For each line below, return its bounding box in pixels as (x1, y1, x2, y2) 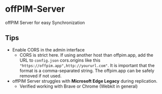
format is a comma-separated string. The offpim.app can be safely (19, 68, 155, 73)
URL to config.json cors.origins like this (19, 57, 101, 63)
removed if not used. (19, 72, 62, 79)
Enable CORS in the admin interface (12, 47, 85, 52)
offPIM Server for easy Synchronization (5, 20, 85, 25)
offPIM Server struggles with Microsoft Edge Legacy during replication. (12, 78, 158, 84)
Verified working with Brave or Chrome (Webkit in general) (19, 83, 138, 89)
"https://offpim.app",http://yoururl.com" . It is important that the (19, 62, 155, 68)
